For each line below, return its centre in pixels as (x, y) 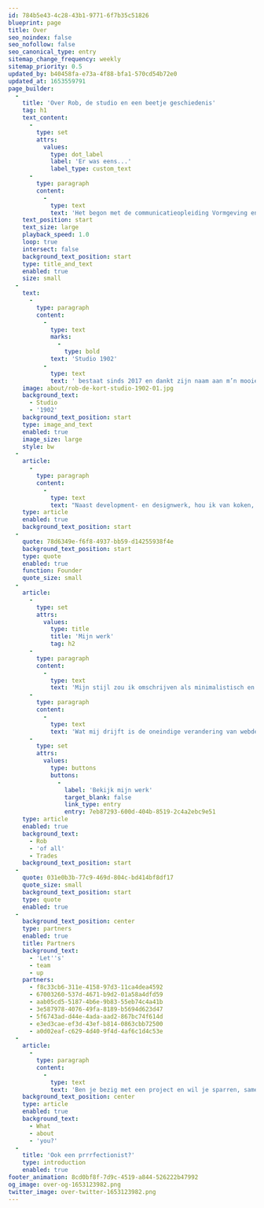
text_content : (45, 118)
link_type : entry (93, 805)
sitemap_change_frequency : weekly (65, 60)
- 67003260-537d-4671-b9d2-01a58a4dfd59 (96, 995)
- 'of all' (47, 848)
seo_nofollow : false (42, 45)
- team (40, 965)
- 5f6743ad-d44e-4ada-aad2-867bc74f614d (96, 1016)
